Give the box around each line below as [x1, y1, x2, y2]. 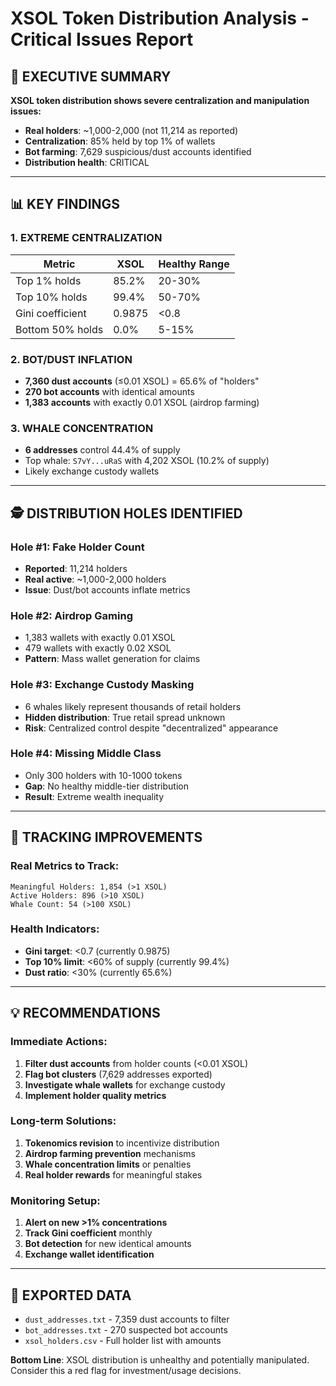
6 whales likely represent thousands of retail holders [24, 700, 242, 712]
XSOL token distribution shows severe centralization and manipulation [10, 95, 310, 106]
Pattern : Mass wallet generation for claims [24, 653, 201, 665]
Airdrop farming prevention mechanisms [24, 1147, 196, 1159]
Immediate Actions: [10, 1035, 108, 1049]
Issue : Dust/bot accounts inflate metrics [24, 583, 191, 596]
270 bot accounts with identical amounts [24, 385, 195, 397]
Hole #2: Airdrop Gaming [10, 608, 133, 622]
